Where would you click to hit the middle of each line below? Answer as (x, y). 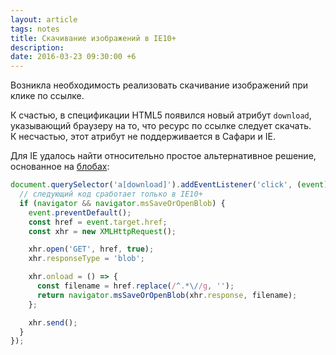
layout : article (44, 19)
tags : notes (35, 29)
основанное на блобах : (60, 167)
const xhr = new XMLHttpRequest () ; (102, 231)
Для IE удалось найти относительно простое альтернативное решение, (163, 156)
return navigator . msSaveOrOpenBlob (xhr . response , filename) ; (167, 295)
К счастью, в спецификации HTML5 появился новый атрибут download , (161, 115)
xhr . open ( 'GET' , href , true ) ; (91, 249)
